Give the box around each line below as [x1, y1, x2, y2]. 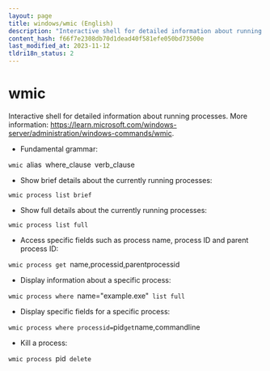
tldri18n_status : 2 [8, 49, 74, 58]
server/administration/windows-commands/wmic [8, 128, 172, 138]
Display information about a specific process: [19, 275, 171, 284]
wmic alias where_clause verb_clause [8, 160, 135, 169]
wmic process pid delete [8, 353, 91, 363]
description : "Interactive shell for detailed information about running [8, 27, 263, 35]
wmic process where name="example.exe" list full [8, 291, 186, 301]
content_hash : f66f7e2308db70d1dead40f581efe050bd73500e [8, 34, 205, 43]
